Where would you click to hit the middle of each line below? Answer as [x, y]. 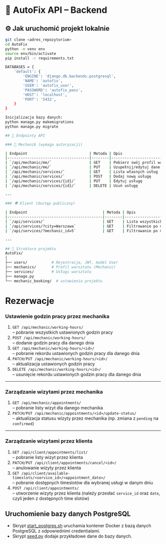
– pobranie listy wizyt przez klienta [47, 457]
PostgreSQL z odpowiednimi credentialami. [56, 531]
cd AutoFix [16, 44]
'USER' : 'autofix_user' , [48, 85]
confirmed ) [23, 424]
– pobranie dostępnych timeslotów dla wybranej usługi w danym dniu [83, 483]
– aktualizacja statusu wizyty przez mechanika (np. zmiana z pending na [85, 418]
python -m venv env [25, 49]
